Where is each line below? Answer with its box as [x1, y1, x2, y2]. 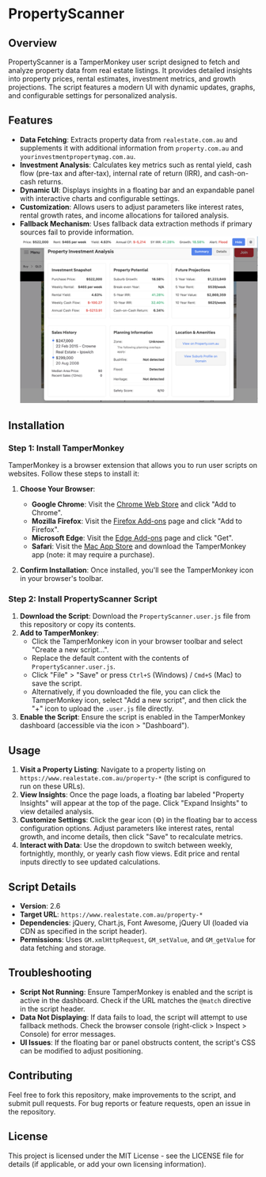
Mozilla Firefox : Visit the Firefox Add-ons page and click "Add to [31, 516, 243, 526]
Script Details [8, 880, 77, 894]
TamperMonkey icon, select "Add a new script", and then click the [31, 696, 247, 705]
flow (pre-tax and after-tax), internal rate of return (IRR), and [19, 168, 217, 178]
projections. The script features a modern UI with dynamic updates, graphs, [8, 82, 256, 92]
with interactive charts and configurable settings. [19, 193, 180, 203]
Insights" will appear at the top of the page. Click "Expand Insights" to [19, 799, 248, 808]
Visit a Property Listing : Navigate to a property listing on [19, 765, 206, 774]
